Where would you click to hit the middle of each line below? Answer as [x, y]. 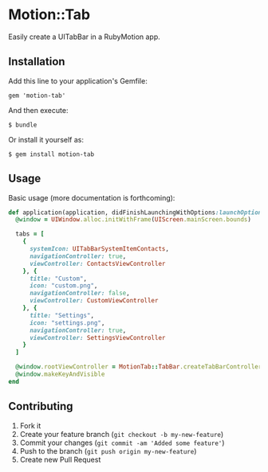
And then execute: [38, 110]
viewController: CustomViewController [94, 301]
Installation [37, 62]
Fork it [30, 425]
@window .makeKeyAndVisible [60, 374]
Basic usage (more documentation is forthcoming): [92, 197]
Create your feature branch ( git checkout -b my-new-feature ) [122, 434]
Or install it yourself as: [46, 139]
